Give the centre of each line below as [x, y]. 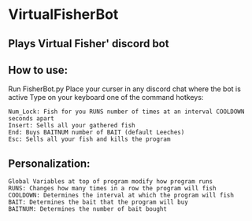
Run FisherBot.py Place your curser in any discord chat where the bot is [125, 89]
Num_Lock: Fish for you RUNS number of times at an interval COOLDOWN [126, 112]
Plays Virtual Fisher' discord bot [89, 44]
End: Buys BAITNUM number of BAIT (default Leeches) [96, 133]
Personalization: [49, 163]
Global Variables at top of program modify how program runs [111, 182]
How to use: [38, 70]
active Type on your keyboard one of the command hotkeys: [106, 98]
